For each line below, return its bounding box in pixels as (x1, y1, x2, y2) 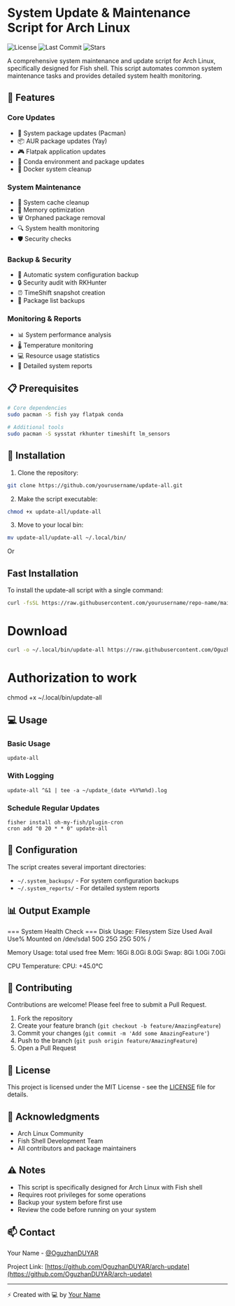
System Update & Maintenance (7, 5, 191, 21)
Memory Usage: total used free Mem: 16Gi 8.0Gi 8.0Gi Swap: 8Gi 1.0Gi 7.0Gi (7, 948, 226, 956)
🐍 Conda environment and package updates (17, 157, 145, 165)
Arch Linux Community (17, 1129, 84, 1138)
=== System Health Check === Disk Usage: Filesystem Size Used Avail (7, 927, 213, 935)
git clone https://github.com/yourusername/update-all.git (7, 482, 183, 489)
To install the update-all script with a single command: (7, 586, 163, 594)
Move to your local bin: (17, 521, 84, 529)
